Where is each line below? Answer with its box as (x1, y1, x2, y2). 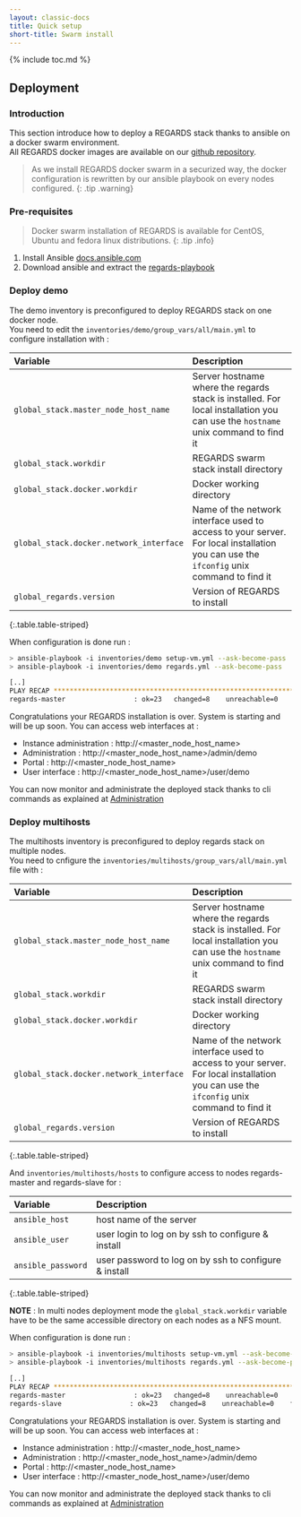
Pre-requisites (9, 205, 73, 218)
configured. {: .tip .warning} (30, 183, 134, 194)
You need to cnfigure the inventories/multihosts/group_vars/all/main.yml (9, 855, 288, 866)
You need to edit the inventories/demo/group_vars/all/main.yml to (9, 323, 256, 334)
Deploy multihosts (9, 815, 91, 828)
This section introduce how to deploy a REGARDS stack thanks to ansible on (9, 127, 290, 139)
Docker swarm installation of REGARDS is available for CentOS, (30, 226, 265, 237)
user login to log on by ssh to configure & (95, 1228, 269, 1241)
